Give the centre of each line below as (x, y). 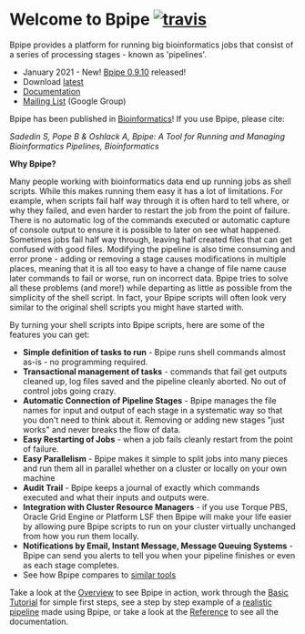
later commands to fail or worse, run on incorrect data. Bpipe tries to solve (149, 278)
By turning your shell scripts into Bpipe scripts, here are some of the (137, 324)
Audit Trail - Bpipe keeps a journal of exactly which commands (141, 487)
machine (39, 477)
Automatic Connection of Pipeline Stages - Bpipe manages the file (149, 400)
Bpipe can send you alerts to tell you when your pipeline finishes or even (159, 555)
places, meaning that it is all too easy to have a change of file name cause (148, 268)
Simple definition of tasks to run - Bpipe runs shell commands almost (154, 352)
